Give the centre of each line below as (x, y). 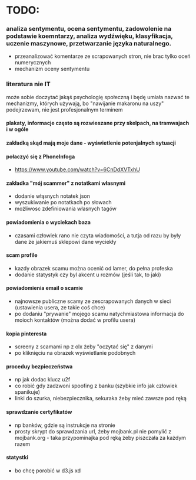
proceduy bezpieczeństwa (39, 366)
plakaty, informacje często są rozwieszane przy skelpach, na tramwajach (98, 123)
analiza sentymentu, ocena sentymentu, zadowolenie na (89, 29)
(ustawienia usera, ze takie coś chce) (60, 307)
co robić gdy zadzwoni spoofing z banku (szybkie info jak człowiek (96, 386)
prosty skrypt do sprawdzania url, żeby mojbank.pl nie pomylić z (93, 431)
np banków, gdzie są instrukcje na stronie (65, 425)
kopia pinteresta (26, 334)
